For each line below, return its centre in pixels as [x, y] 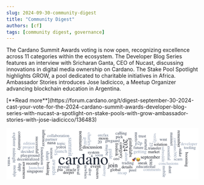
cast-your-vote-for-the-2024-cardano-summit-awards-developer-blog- [97, 107]
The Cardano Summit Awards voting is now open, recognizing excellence [98, 50]
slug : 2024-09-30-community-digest [51, 13]
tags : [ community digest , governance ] [55, 32]
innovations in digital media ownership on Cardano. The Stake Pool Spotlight [102, 69]
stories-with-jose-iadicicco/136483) [52, 120]
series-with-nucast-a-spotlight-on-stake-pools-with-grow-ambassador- [97, 113]
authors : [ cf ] [24, 25]
